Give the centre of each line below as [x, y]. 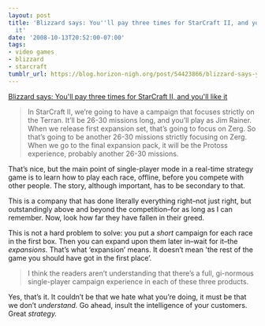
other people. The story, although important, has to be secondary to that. [127, 185]
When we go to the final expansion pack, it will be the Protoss [128, 145]
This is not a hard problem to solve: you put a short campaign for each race [131, 232]
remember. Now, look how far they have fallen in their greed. [106, 217]
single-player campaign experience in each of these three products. [138, 281]
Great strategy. [33, 313]
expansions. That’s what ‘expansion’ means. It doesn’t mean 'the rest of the [131, 250]
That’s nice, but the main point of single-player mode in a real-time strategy [131, 169]
